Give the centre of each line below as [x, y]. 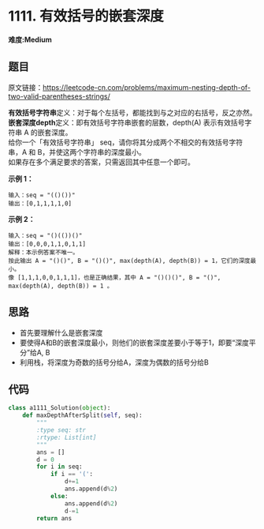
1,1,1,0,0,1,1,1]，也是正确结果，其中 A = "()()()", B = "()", [121, 277]
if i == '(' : [71, 475]
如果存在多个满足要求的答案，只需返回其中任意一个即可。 [101, 162]
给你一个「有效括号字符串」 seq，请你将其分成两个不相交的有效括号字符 [126, 142]
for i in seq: [59, 467]
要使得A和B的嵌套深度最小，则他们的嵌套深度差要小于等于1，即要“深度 [134, 342]
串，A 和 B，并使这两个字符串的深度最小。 [77, 152]
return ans [54, 518]
